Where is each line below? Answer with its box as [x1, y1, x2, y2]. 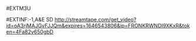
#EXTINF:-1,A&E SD [6, 16, 54, 23]
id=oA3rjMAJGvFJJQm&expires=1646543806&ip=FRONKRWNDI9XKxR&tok [6, 23, 190, 29]
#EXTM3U [6, 5, 31, 12]
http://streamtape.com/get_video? [55, 16, 137, 23]
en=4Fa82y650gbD [6, 28, 54, 35]
